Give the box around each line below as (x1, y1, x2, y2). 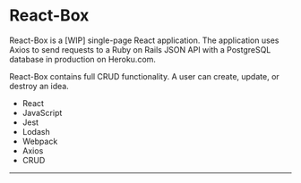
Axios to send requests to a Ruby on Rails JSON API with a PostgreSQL (9, 44, 271, 54)
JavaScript (21, 107, 63, 118)
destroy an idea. (9, 80, 69, 91)
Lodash (21, 126, 51, 137)
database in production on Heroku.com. (9, 54, 157, 64)
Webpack (21, 136, 58, 146)
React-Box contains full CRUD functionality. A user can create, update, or (9, 71, 279, 81)
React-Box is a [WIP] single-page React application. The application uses (9, 35, 279, 46)
